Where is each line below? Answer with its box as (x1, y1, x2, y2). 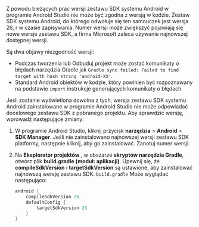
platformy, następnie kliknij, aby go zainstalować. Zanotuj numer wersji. (14, 140, 190, 147)
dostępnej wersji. (6, 37, 49, 43)
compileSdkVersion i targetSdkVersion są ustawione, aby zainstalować (14, 164, 193, 171)
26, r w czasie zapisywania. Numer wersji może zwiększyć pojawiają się (6, 24, 184, 31)
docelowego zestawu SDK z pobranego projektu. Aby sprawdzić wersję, (6, 110, 184, 116)
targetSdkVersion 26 (36, 205, 88, 211)
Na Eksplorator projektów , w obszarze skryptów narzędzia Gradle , (14, 151, 184, 158)
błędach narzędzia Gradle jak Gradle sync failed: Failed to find (14, 66, 179, 73)
